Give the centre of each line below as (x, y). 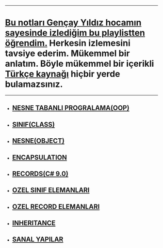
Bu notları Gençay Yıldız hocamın (73, 23)
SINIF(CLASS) (33, 124)
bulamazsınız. (34, 84)
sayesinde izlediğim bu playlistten (75, 33)
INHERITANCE (34, 223)
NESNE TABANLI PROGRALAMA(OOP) (71, 108)
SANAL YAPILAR (38, 240)
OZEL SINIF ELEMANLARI (51, 190)
